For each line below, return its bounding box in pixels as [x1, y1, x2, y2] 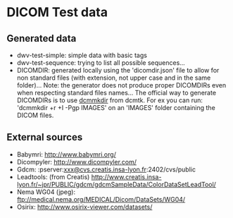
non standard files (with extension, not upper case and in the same [16, 73, 211, 82]
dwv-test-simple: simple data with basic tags [16, 51, 147, 59]
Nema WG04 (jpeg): [16, 188, 75, 196]
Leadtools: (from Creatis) [16, 172, 90, 181]
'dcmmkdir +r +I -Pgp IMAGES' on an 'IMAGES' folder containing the [16, 104, 215, 111]
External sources [6, 131, 83, 143]
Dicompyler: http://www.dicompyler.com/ [16, 157, 137, 166]
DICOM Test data [6, 4, 108, 20]
